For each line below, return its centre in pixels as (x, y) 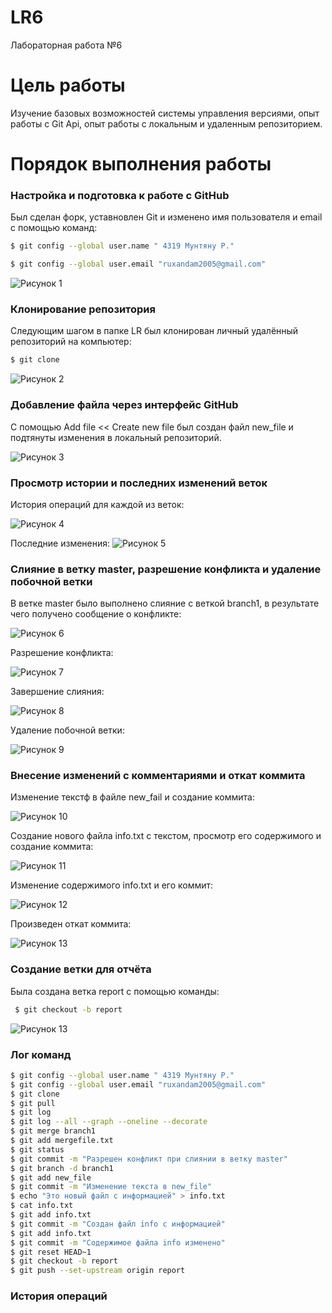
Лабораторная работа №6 (66, 45)
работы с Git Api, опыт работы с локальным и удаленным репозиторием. (166, 123)
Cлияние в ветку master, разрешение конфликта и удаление (166, 569)
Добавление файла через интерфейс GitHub (124, 405)
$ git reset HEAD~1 (51, 1252)
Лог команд (41, 1054)
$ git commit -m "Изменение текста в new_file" (111, 1187)
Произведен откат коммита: (71, 924)
